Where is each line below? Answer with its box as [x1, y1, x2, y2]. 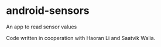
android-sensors [6, 4, 90, 17]
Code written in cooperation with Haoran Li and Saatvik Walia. [6, 34, 156, 41]
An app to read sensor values [6, 23, 77, 30]
